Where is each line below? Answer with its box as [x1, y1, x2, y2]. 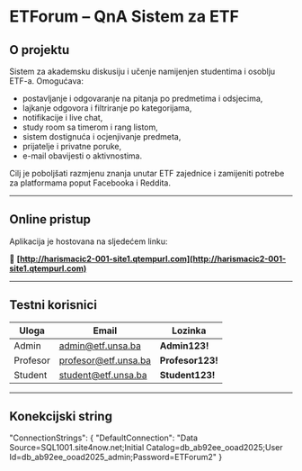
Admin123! [159, 340, 209, 352]
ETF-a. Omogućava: [9, 76, 84, 86]
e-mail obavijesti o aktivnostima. [22, 150, 143, 161]
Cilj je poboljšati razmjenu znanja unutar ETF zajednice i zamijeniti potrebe [9, 168, 285, 178]
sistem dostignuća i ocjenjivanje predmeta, [22, 131, 182, 141]
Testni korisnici [9, 297, 97, 312]
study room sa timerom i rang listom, [22, 122, 159, 132]
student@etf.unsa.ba [58, 368, 147, 381]
